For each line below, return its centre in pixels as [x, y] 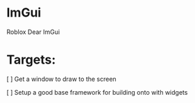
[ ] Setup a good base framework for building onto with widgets [97, 92]
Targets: [31, 60]
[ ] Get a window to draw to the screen [61, 79]
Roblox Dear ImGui [33, 32]
